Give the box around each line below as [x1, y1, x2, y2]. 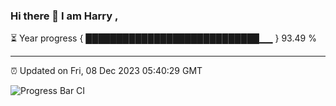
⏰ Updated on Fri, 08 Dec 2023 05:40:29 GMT [10, 65, 203, 77]
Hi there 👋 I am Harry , [10, 9, 119, 23]
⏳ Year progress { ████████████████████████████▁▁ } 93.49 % [10, 32, 317, 44]
